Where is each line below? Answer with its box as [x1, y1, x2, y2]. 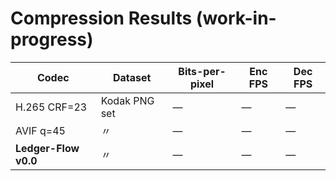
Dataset [112, 70, 152, 84]
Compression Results [10, 7, 193, 30]
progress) [10, 28, 94, 51]
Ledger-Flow [15, 141, 80, 155]
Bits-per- [178, 64, 227, 78]
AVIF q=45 [15, 123, 66, 137]
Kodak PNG [100, 93, 155, 107]
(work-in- [195, 7, 277, 30]
